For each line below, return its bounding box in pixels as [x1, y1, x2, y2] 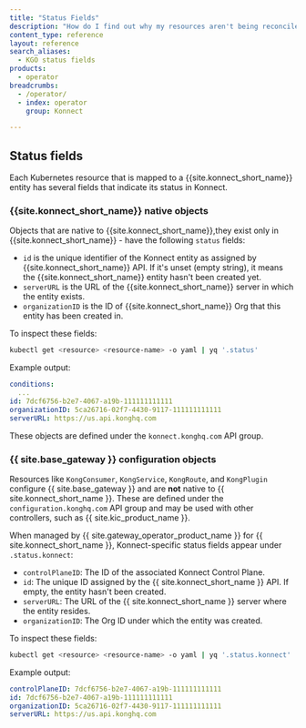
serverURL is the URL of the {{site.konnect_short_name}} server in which [22, 281, 294, 292]
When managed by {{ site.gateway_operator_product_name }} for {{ [9, 530, 263, 541]
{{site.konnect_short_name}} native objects [9, 204, 209, 217]
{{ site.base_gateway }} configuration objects [9, 452, 217, 465]
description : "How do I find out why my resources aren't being [9, 22, 259, 31]
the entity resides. [22, 605, 91, 616]
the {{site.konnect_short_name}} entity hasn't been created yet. [22, 272, 262, 283]
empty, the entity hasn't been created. [22, 586, 167, 597]
